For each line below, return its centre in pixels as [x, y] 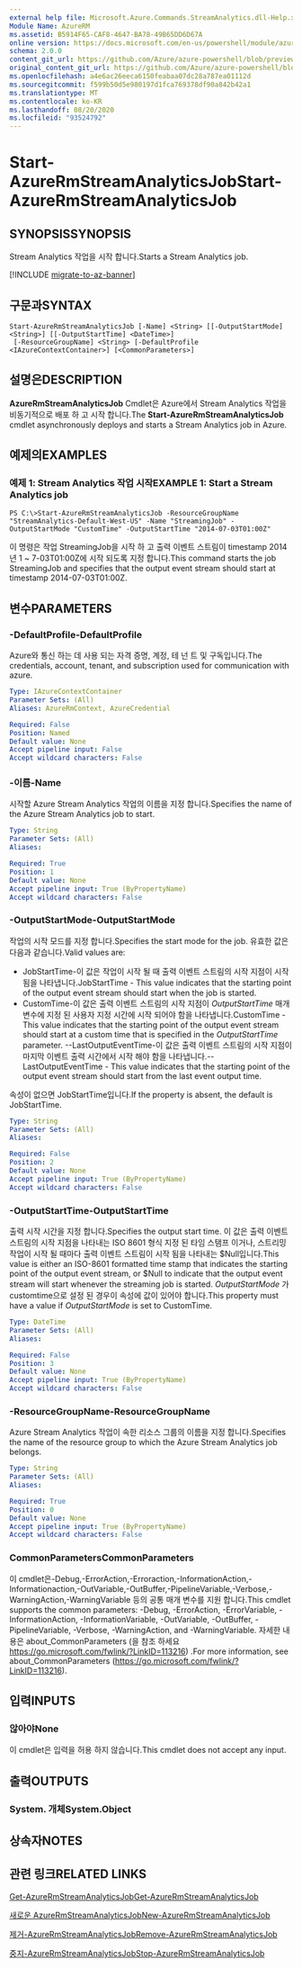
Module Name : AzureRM [50, 26]
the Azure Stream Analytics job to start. [82, 814]
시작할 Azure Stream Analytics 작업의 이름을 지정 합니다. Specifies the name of [151, 804]
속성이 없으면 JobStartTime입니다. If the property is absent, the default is [141, 1094]
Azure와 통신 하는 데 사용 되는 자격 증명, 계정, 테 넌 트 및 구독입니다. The [136, 656]
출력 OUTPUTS [49, 1781]
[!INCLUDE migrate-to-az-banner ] [72, 274]
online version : [40, 43]
